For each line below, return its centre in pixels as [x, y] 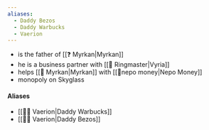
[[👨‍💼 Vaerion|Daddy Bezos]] [59, 119]
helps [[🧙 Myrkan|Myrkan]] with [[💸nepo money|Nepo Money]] [110, 72]
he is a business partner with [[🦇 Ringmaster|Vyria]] [93, 65]
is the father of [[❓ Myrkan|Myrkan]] [71, 55]
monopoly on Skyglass [51, 80]
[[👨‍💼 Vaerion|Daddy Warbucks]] [65, 112]
